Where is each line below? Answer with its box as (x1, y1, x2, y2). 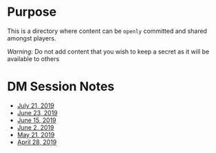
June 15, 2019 (17, 116, 56, 124)
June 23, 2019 (17, 108, 58, 117)
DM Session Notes (7, 79, 115, 95)
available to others (7, 54, 60, 62)
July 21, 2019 (17, 101, 55, 110)
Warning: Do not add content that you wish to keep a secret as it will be (7, 47, 210, 56)
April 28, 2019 (17, 138, 57, 146)
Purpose (7, 4, 57, 20)
